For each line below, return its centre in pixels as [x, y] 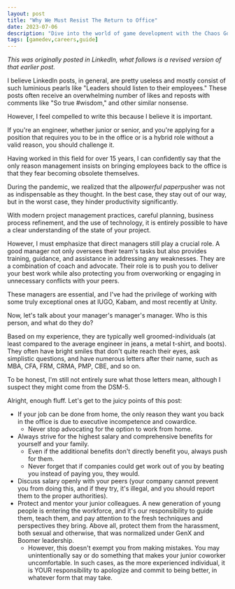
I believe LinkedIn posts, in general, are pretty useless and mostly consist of [116, 80]
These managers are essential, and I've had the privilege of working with [112, 294]
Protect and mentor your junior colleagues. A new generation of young [119, 504]
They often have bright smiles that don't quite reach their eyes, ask [104, 351]
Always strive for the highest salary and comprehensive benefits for [115, 437]
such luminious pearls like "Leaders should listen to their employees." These [117, 88]
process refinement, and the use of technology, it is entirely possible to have [117, 223]
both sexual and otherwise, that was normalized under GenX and [111, 533]
